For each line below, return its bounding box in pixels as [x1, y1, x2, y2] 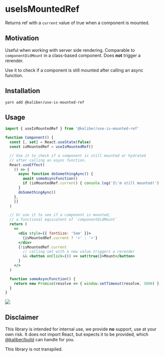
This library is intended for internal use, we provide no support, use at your [5, 326, 157, 332]
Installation [5, 87, 40, 95]
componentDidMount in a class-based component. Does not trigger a [5, 52, 141, 58]
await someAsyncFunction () [23, 176, 78, 181]
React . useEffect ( [9, 162, 45, 167]
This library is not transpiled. [5, 346, 63, 352]
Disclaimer [5, 313, 39, 321]
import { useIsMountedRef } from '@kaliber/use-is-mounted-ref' [5, 126, 139, 131]
